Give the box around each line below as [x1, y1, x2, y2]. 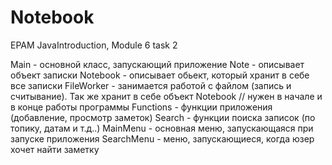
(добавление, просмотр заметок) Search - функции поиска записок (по [10, 111, 316, 123]
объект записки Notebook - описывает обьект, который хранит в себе [10, 69, 310, 81]
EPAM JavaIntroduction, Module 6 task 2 [10, 39, 178, 51]
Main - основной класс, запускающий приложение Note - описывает [10, 58, 305, 70]
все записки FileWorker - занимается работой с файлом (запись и [10, 79, 292, 91]
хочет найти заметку [10, 143, 100, 155]
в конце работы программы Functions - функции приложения [10, 101, 273, 113]
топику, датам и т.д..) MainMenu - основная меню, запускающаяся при [10, 122, 314, 134]
